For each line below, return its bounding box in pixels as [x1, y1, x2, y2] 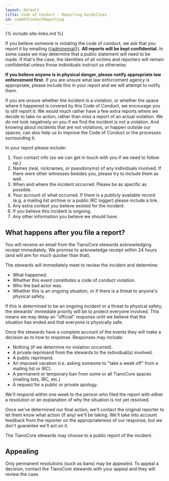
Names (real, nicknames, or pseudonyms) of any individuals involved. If [12, 165, 161, 172]
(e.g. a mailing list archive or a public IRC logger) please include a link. [12, 197, 159, 203]
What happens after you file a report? [5, 228, 125, 237]
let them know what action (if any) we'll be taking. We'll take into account [5, 412, 157, 418]
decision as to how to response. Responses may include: [5, 334, 124, 341]
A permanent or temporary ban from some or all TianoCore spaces [12, 371, 151, 377]
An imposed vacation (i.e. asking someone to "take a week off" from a [12, 360, 158, 366]
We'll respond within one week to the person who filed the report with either [5, 392, 163, 398]
